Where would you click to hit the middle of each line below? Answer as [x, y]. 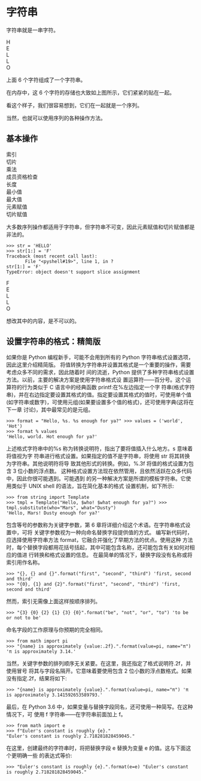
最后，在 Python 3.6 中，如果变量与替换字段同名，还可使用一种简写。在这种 [100, 707]
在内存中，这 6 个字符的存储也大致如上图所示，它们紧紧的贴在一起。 [91, 92]
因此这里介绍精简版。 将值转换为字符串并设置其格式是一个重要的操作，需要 [99, 364]
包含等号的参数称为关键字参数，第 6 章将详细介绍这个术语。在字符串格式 [96, 525]
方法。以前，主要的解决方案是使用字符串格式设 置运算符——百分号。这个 [96, 379]
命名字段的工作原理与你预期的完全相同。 [56, 629]
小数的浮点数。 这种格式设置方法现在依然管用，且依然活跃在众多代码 [108, 471]
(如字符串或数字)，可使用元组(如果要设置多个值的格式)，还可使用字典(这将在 [100, 402]
